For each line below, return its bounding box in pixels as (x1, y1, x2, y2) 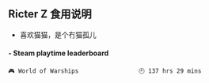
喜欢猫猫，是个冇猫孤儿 (19, 30, 97, 40)
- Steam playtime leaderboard (8, 48, 109, 58)
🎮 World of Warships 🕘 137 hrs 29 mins (8, 67, 202, 75)
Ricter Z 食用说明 (8, 7, 93, 21)
